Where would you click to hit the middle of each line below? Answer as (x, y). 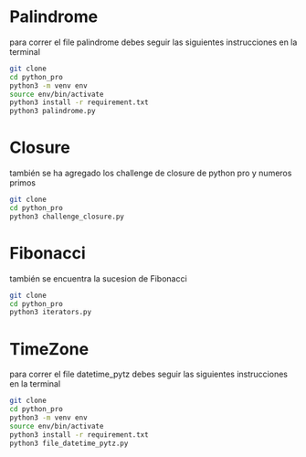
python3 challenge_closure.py (67, 217)
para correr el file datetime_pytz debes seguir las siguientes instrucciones (148, 374)
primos (23, 183)
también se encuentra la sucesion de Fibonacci (98, 278)
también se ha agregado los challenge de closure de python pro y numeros (151, 173)
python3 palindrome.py (53, 112)
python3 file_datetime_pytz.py (69, 443)
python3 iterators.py (51, 313)
